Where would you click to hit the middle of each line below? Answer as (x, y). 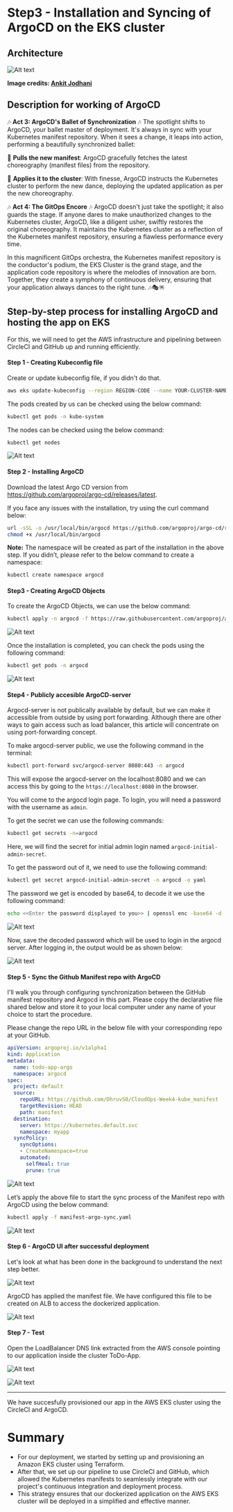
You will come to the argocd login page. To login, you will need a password (114, 800)
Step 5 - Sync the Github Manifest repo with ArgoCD (84, 977)
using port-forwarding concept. (52, 732)
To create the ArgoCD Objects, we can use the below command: (99, 606)
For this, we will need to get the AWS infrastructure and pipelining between (114, 339)
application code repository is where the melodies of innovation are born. (112, 272)
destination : (32, 1119)
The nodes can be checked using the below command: (86, 430)
